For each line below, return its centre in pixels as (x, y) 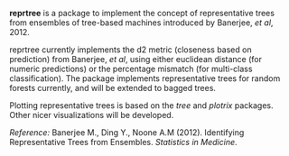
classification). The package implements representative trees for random (145, 78)
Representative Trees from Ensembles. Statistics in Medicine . (123, 142)
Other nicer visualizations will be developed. (92, 115)
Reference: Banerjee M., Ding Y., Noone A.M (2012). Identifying (127, 133)
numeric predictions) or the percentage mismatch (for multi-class (131, 69)
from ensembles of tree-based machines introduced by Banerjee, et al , (141, 23)
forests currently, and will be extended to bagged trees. (113, 88)
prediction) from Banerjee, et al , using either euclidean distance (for (135, 59)
